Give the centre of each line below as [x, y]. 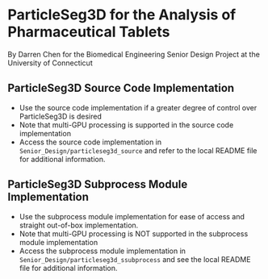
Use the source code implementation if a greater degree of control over [138, 107]
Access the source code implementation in [90, 142]
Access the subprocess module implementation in [103, 251]
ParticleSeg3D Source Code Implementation [121, 88]
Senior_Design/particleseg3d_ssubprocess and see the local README [135, 259]
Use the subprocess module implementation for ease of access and [132, 216]
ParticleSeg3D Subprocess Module [98, 184]
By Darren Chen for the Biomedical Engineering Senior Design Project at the [134, 54]
